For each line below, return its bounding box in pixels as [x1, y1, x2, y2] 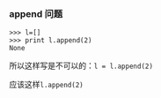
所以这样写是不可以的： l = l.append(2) [9, 60, 154, 72]
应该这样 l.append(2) [9, 79, 84, 90]
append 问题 [9, 7, 63, 19]
